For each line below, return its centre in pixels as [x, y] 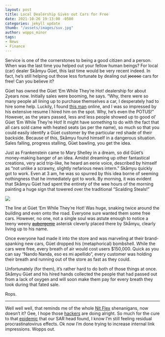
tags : [11, 37]
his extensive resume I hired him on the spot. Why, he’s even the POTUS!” [80, 112]
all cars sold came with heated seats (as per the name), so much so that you [82, 127]
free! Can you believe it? [30, 81]
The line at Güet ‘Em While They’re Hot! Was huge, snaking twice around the [82, 208]
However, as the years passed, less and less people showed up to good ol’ [81, 117]
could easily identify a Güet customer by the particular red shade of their [79, 132]
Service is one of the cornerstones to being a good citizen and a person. [78, 60]
